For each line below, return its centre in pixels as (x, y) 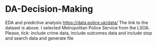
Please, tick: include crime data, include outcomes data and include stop (79, 33)
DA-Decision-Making (49, 9)
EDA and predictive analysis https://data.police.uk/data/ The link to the (77, 23)
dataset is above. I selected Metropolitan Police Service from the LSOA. (78, 27)
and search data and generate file (39, 38)
